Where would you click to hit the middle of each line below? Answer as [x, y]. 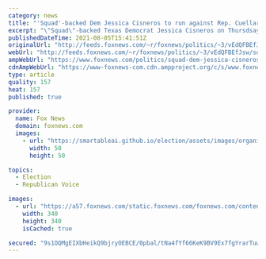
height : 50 [47, 156]
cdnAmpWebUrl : [32, 68]
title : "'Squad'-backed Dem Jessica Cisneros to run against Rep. [120, 23]
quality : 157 [30, 82]
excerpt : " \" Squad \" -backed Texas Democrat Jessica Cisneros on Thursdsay [134, 30]
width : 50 [45, 148]
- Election [33, 177]
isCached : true [47, 228]
